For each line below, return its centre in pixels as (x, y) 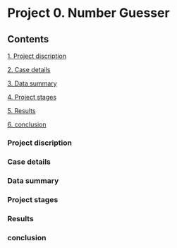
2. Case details (29, 70)
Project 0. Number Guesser (89, 13)
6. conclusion (27, 124)
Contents (28, 39)
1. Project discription (37, 56)
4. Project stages (32, 97)
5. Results (22, 111)
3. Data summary (32, 83)
